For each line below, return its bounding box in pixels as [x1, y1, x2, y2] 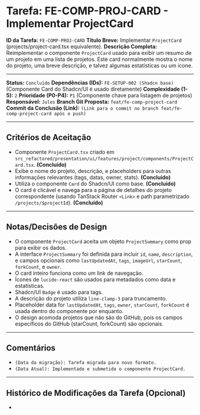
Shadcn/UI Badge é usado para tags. [14, 288, 103, 296]
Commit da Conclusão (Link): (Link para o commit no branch [6, 104, 159, 112]
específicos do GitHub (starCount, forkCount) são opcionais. [14, 320, 164, 327]
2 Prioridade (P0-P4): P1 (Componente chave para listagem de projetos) [14, 91, 192, 99]
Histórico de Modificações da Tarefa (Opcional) [6, 388, 186, 398]
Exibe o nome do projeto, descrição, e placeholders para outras [14, 167, 171, 174]
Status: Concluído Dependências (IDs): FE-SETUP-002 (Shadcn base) [6, 79, 174, 86]
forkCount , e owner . [14, 263, 62, 270]
